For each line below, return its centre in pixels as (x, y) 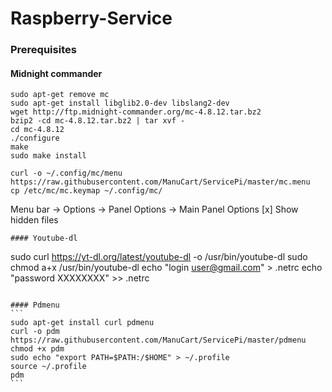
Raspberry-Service (91, 18)
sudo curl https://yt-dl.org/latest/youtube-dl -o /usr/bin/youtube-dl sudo (159, 257)
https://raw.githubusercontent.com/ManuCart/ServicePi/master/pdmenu (158, 340)
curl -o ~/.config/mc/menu (66, 173)
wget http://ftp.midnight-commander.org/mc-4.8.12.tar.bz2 (136, 112)
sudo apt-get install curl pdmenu (82, 323)
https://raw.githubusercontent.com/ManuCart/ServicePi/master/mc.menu (160, 182)
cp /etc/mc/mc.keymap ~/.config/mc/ (86, 191)
